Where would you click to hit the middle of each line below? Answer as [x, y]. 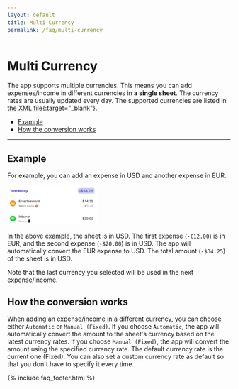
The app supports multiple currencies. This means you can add [100, 86]
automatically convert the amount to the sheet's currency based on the [111, 334]
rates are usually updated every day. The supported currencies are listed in [117, 101]
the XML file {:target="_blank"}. [52, 108]
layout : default [31, 15]
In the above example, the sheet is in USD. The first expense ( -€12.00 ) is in [116, 236]
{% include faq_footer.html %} [51, 378]
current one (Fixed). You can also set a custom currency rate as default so [116, 357]
